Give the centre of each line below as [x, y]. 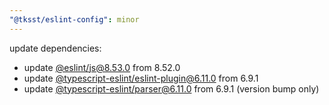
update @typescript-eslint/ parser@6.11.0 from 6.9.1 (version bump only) [171, 88]
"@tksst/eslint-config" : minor [74, 19]
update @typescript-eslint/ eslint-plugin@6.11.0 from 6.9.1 [141, 78]
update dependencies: [55, 48]
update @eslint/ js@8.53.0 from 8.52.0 [102, 67]
